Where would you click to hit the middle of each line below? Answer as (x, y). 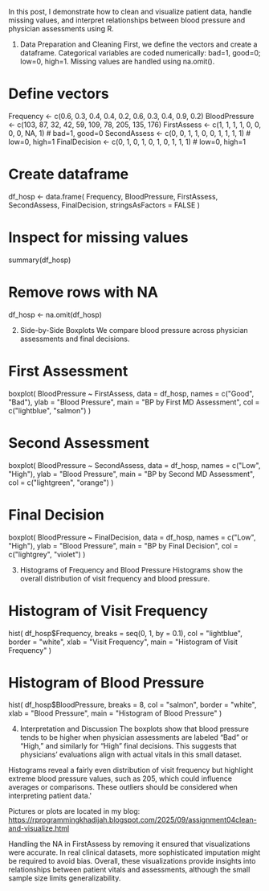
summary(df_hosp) (40, 260)
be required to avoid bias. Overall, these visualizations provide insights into (132, 861)
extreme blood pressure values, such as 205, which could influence (120, 778)
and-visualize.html (39, 828)
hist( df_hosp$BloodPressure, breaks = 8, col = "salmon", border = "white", (132, 705)
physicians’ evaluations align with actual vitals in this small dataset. (131, 754)
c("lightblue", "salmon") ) (50, 410)
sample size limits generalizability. (65, 878)
